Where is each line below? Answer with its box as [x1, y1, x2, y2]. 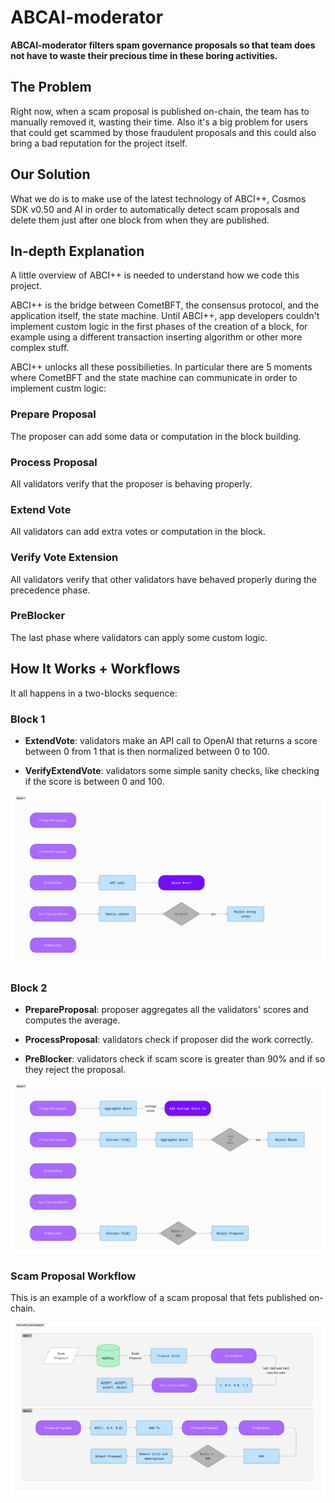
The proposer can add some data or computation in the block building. [10, 430, 302, 442]
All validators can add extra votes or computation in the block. [10, 526, 266, 538]
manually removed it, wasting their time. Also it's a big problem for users [10, 116, 309, 128]
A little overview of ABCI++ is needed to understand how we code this [10, 269, 300, 281]
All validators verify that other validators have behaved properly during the [10, 573, 317, 585]
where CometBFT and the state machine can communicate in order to [10, 372, 298, 384]
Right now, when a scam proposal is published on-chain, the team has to [10, 105, 310, 117]
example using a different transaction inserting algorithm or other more [10, 331, 303, 343]
